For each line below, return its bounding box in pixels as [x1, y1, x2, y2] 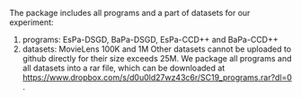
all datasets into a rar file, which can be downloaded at [22, 62, 226, 73]
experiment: [9, 17, 54, 28]
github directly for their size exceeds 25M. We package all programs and [22, 53, 292, 63]
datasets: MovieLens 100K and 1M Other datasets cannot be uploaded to [22, 44, 292, 54]
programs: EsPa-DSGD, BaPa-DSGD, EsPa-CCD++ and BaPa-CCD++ [22, 35, 279, 45]
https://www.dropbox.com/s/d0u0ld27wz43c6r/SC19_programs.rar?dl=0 [22, 72, 292, 83]
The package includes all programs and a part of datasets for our [9, 8, 251, 18]
